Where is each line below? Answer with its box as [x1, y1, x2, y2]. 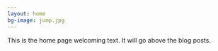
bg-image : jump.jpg [7, 17, 65, 24]
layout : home [7, 10, 46, 17]
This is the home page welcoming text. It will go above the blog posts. [7, 36, 211, 44]
